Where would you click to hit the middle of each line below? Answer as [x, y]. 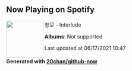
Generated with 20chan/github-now [52, 62]
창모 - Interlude [63, 25]
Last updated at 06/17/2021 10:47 [85, 48]
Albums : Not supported [73, 36]
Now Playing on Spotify [51, 10]
